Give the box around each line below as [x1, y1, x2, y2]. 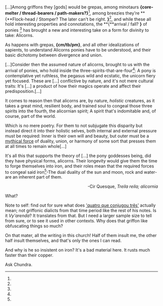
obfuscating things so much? [5, 223, 63, 229]
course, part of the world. [5, 113, 56, 119]
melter [5, 10, 19, 16]
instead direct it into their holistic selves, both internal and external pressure [5, 127, 157, 133]
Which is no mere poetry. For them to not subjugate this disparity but [5, 123, 143, 128]
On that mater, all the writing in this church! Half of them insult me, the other [5, 233, 157, 238]
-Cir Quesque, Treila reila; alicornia [87, 183, 158, 189]
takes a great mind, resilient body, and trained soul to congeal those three [5, 103, 153, 108]
